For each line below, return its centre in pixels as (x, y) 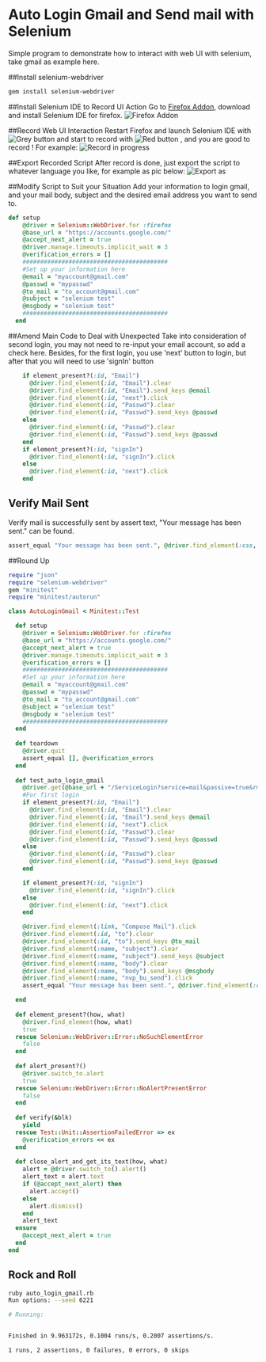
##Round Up (29, 561)
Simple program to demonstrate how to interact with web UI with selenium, (130, 53)
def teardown (37, 744)
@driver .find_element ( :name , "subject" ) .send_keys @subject (123, 956)
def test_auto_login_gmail (60, 780)
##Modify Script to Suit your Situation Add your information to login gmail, (129, 186)
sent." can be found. (41, 531)
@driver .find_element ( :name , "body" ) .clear (95, 964)
